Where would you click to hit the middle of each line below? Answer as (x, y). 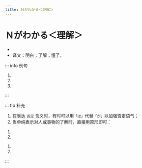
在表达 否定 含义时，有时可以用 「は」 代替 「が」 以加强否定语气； (75, 116)
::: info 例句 (16, 65)
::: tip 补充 (15, 105)
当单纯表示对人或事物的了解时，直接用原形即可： (62, 122)
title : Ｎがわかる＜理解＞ (29, 10)
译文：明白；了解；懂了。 (38, 55)
